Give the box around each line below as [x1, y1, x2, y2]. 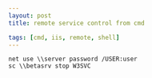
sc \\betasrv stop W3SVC [8, 62, 91, 70]
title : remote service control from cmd [8, 19, 146, 27]
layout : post [8, 11, 52, 20]
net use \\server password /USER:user [8, 55, 138, 64]
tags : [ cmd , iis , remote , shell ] [8, 33, 120, 41]
